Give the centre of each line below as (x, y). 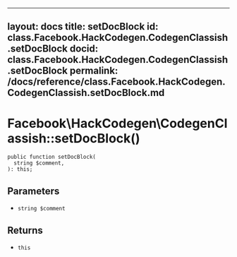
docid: (84, 49)
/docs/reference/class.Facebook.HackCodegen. (116, 82)
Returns (25, 230)
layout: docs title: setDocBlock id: (83, 26)
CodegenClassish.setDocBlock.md (86, 93)
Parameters (34, 191)
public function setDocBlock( (52, 157)
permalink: (94, 71)
